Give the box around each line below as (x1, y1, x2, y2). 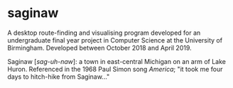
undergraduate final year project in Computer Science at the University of (7, 35, 222, 44)
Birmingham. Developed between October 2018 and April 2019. (7, 43, 192, 52)
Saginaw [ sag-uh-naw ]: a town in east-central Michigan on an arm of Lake (7, 57, 226, 65)
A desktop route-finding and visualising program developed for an (7, 28, 201, 37)
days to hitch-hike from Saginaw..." (7, 72, 110, 81)
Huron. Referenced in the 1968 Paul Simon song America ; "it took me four (7, 65, 223, 73)
